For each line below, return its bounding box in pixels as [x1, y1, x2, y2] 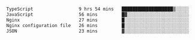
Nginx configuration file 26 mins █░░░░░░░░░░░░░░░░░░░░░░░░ [6, 22, 189, 28]
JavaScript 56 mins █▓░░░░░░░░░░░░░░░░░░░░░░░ [6, 11, 189, 18]
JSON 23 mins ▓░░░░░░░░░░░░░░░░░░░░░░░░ [6, 28, 189, 34]
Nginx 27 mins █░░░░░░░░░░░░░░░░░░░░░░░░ [6, 17, 189, 23]
